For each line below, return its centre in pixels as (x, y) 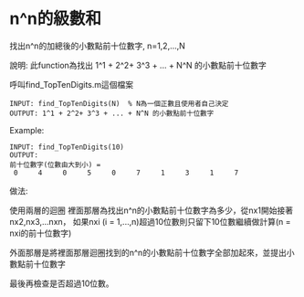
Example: (27, 130)
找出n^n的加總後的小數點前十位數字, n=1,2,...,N (97, 46)
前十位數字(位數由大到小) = (55, 164)
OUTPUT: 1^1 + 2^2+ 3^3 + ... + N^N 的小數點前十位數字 (112, 113)
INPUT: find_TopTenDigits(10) (67, 147)
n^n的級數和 (56, 19)
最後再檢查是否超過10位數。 (62, 283)
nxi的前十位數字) (41, 233)
